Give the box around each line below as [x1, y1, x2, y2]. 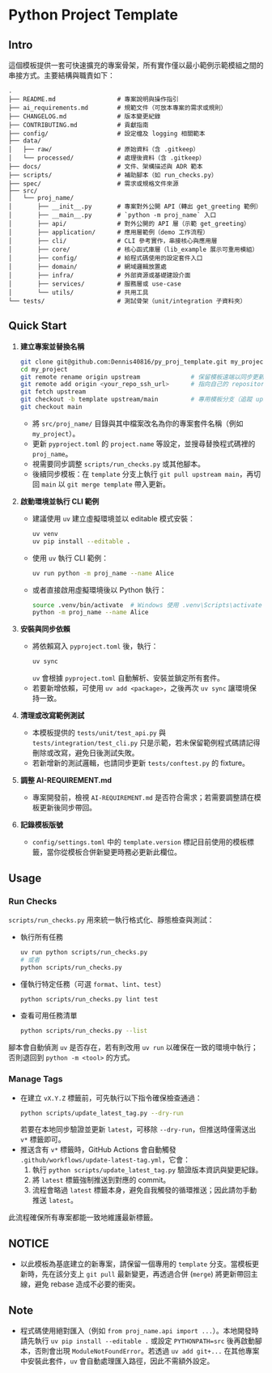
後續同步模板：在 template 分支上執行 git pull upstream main [32, 469, 240, 478]
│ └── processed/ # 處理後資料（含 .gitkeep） [8, 154, 206, 162]
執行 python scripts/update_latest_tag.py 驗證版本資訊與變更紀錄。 [32, 1165, 263, 1175]
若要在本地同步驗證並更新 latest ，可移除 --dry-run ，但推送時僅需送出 [19, 1124, 257, 1134]
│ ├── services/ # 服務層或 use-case [8, 280, 182, 288]
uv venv [32, 529, 58, 538]
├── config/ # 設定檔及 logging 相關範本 [8, 130, 206, 138]
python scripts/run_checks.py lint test [19, 995, 159, 1003]
